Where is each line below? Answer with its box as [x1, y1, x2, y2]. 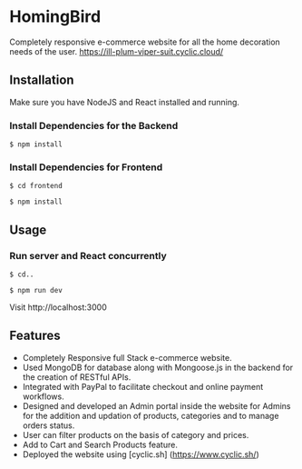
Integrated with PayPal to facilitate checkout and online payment [22, 381, 264, 392]
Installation [9, 73, 74, 88]
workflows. [22, 391, 65, 402]
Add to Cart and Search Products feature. [22, 439, 179, 450]
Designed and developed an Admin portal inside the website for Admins [22, 400, 291, 411]
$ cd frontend [9, 182, 63, 191]
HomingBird [9, 6, 102, 27]
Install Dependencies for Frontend [9, 161, 163, 174]
